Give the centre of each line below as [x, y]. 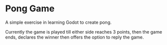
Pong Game [30, 9]
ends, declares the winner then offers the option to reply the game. [75, 37]
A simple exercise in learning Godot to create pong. [58, 22]
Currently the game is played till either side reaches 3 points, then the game [84, 32]
